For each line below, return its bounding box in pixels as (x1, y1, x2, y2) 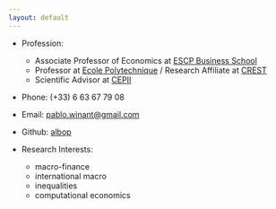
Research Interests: (21, 144, 93, 154)
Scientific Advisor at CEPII (34, 74, 132, 85)
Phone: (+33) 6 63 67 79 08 (21, 91, 125, 102)
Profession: (21, 38, 64, 48)
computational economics (34, 189, 131, 200)
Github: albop (21, 126, 73, 137)
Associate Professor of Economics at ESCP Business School (34, 55, 257, 65)
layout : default (8, 13, 69, 22)
